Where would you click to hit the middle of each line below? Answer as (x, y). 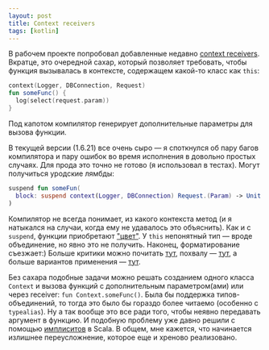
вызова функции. (37, 132)
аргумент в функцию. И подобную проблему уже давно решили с (122, 320)
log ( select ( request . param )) (63, 101)
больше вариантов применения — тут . (74, 261)
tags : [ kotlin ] (34, 31)
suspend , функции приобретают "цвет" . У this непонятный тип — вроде (130, 235)
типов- (228, 294)
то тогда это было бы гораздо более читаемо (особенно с (159, 302)
